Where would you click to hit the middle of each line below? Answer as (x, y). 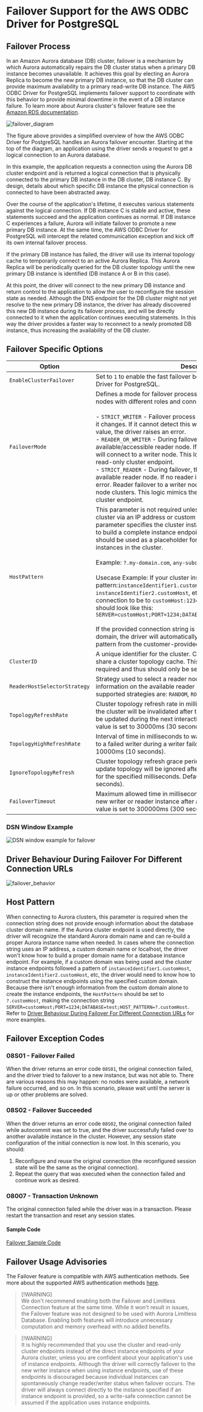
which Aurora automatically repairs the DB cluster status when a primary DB (101, 67)
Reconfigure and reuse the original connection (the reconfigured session (105, 1161)
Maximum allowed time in (132, 793)
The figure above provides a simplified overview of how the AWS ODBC (95, 135)
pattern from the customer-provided (148, 644)
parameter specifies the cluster (140, 524)
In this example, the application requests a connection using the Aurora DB (99, 167)
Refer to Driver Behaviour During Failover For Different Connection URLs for (100, 1013)
